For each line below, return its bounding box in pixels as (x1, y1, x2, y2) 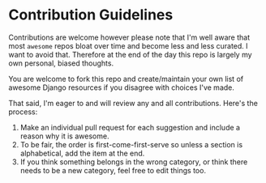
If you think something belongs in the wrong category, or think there (19, 156, 248, 167)
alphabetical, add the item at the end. (19, 148, 145, 158)
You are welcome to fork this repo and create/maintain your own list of (8, 74, 244, 83)
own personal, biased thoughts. (8, 58, 114, 68)
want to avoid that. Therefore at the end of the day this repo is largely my (8, 49, 253, 59)
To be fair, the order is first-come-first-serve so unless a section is (19, 139, 243, 149)
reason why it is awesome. (19, 131, 109, 141)
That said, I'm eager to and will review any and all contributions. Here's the (8, 98, 258, 108)
